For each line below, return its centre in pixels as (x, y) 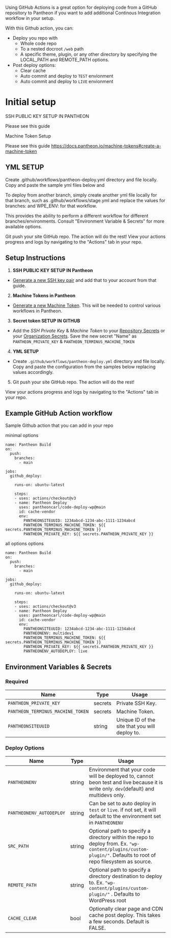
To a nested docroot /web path (52, 49)
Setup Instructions (35, 258)
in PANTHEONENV (106, 823)
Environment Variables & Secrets (59, 667)
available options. (24, 226)
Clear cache (33, 70)
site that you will (136, 726)
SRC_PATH (18, 846)
